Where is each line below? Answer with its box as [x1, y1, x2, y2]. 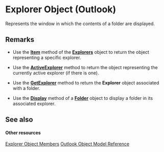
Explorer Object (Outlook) [5, 4, 116, 15]
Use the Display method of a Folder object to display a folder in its [12, 95, 153, 101]
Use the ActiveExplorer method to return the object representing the [12, 64, 158, 70]
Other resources [5, 129, 41, 136]
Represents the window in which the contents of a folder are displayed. [5, 20, 155, 27]
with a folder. [12, 85, 40, 91]
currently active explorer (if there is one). [12, 70, 99, 76]
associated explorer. [12, 100, 56, 106]
